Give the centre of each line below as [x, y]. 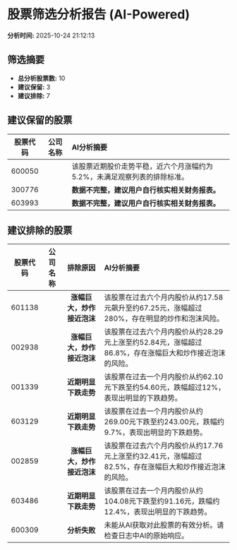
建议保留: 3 [34, 87]
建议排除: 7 [34, 95]
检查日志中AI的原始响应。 [146, 536]
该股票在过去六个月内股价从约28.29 [164, 332]
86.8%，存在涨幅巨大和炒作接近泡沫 [165, 353]
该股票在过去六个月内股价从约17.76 [164, 446]
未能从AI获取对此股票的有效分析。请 [164, 525]
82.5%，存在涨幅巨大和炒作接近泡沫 [165, 467]
